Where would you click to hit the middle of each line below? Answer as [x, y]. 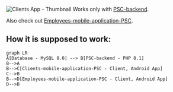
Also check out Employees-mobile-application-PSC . [70, 20]
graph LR [17, 53]
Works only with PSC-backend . [111, 9]
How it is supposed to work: [59, 39]
